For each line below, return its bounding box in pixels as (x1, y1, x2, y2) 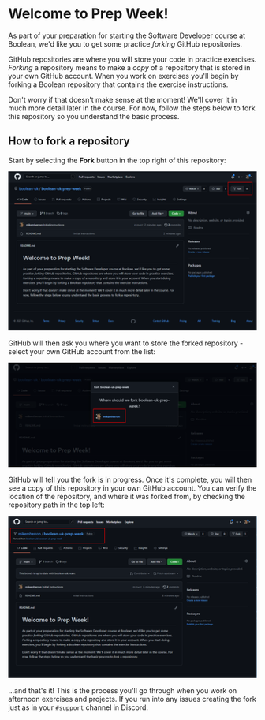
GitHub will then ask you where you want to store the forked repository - (8, 338, 244, 348)
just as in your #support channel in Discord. (8, 703, 148, 712)
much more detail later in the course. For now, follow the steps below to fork (8, 103, 256, 113)
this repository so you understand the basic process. (8, 111, 180, 121)
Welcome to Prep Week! (8, 5, 169, 23)
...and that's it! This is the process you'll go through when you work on (8, 685, 237, 695)
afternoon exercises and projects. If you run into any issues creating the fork (8, 694, 256, 703)
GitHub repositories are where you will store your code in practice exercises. (8, 54, 257, 64)
